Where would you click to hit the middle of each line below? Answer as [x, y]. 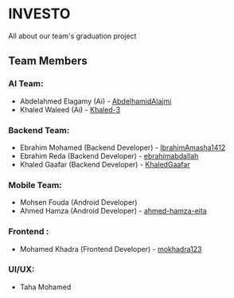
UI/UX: [21, 269]
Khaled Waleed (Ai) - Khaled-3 [70, 109]
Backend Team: [39, 130]
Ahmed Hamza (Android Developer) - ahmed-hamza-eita [113, 211]
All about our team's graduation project [72, 36]
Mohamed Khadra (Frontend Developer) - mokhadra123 [111, 249]
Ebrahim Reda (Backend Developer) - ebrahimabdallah [109, 155]
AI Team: [26, 84]
